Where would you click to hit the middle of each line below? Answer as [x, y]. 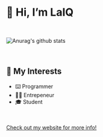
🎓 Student [29, 101]
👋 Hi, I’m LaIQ [40, 12]
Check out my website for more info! [51, 127]
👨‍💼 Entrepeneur [35, 95]
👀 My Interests [34, 72]
